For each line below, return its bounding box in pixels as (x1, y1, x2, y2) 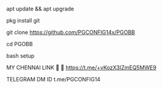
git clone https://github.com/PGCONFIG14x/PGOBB (6, 29, 136, 36)
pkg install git (6, 17, 40, 24)
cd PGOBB (6, 41, 33, 47)
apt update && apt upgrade (6, 5, 74, 12)
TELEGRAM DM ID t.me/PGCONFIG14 (6, 76, 101, 83)
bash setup (6, 52, 35, 59)
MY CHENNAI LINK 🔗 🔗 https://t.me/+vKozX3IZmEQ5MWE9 (6, 64, 157, 71)
